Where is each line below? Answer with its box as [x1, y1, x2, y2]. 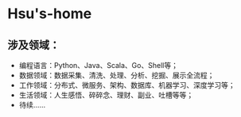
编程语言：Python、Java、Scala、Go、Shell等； [18, 61, 178, 70]
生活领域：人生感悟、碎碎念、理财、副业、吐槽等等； [18, 90, 194, 100]
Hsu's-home [7, 5, 92, 23]
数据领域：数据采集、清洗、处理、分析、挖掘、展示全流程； [18, 70, 215, 80]
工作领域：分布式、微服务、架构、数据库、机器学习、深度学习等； [18, 81, 235, 89]
